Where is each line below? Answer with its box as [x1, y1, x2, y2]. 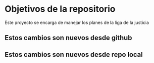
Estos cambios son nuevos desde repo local [4, 50, 143, 59]
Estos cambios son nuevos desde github [4, 34, 132, 42]
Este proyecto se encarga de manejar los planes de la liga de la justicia [4, 20, 149, 25]
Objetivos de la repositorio [4, 3, 116, 15]
